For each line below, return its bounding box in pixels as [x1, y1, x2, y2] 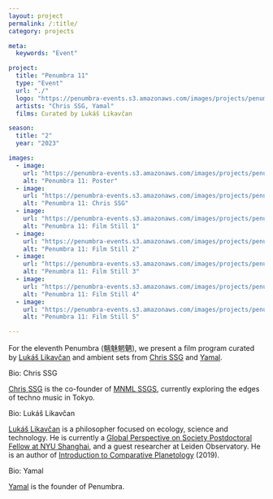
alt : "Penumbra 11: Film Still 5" [23, 313, 140, 322]
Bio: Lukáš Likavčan [8, 409, 76, 418]
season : [8, 124, 35, 133]
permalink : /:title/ [8, 20, 79, 28]
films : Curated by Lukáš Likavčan [15, 109, 132, 118]
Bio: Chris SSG [8, 368, 58, 379]
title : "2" [15, 132, 53, 140]
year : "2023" [15, 139, 60, 147]
